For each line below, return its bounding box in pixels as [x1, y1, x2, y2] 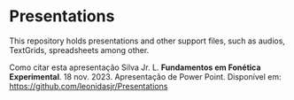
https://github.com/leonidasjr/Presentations [9, 81, 168, 91]
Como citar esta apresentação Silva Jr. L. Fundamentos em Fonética [9, 62, 261, 73]
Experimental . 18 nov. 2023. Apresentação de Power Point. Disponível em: [9, 71, 282, 81]
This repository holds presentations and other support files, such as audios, [9, 35, 286, 46]
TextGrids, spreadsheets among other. [9, 44, 150, 55]
